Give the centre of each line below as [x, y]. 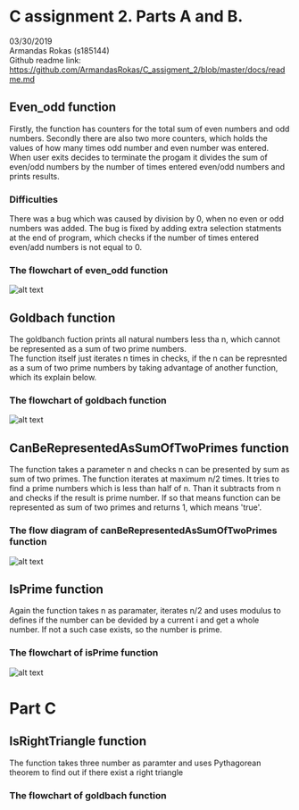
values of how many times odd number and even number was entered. [139, 147]
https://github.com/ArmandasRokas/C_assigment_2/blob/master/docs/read [147, 70]
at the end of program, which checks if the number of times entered [134, 238]
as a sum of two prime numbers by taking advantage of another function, [144, 368]
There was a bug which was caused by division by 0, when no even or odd [146, 219]
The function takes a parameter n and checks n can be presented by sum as [149, 470]
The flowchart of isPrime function [84, 653]
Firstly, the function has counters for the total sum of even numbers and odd [149, 129]
